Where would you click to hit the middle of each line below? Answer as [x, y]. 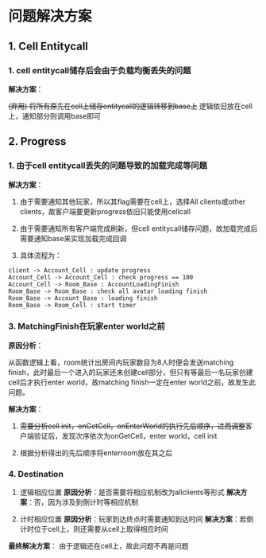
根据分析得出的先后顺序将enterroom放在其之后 [96, 453]
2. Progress [37, 141]
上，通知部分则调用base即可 [55, 115]
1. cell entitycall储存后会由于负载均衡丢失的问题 [100, 70]
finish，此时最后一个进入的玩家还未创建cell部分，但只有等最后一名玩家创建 [131, 372]
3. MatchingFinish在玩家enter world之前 [87, 326]
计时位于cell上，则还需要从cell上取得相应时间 [94, 529]
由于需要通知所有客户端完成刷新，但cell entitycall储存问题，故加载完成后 [139, 228]
